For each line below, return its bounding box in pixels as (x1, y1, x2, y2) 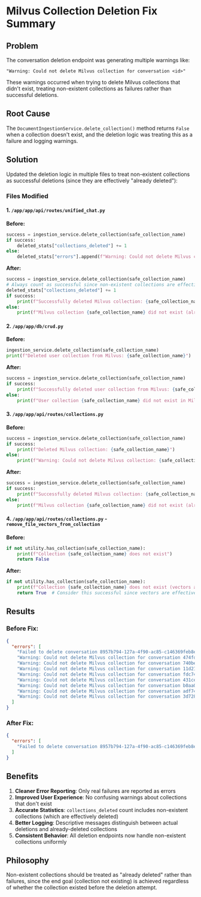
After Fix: (6, 719, 34, 727)
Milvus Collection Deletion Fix (6, 4, 157, 18)
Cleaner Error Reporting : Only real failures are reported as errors (14, 787, 176, 794)
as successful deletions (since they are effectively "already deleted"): (6, 177, 178, 184)
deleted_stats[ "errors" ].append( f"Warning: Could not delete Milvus (17, 254, 191, 260)
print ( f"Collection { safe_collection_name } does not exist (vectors (17, 585, 191, 591)
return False (17, 557, 50, 562)
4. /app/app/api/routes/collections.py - (6, 515, 108, 522)
